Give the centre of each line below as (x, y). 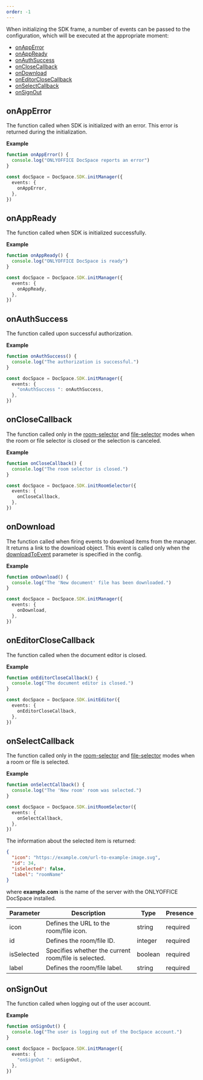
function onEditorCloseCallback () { (52, 678)
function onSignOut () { (36, 1027)
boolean (148, 954)
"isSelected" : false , (39, 869)
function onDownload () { (37, 577)
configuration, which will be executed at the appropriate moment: (88, 35)
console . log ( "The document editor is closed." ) (73, 683)
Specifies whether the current (88, 950)
